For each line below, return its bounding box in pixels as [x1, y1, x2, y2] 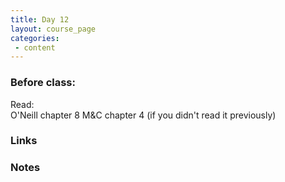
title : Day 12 [10, 14, 70, 25]
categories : [10, 33, 60, 43]
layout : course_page [10, 24, 97, 34]
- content [14, 42, 56, 53]
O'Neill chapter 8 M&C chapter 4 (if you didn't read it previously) [10, 109, 277, 121]
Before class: [10, 76, 76, 90]
